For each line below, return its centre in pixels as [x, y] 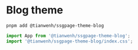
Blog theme [35, 10]
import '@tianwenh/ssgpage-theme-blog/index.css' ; [70, 41]
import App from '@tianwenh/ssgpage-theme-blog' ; [68, 35]
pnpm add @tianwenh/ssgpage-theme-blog [55, 26]
